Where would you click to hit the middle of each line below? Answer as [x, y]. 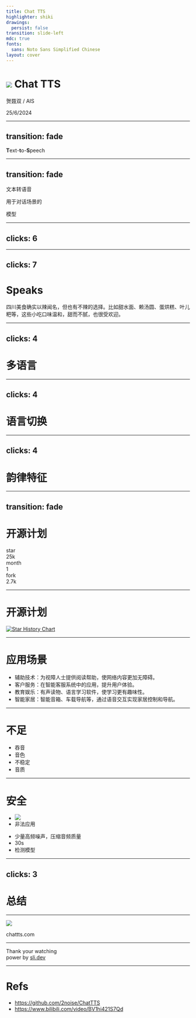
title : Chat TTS [26, 11]
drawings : [18, 22]
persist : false [30, 28]
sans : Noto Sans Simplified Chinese [56, 50]
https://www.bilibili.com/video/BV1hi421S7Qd [69, 1009]
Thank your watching [32, 951]
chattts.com [20, 934]
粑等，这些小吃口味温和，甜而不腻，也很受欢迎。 [65, 314]
